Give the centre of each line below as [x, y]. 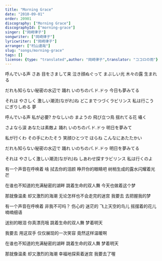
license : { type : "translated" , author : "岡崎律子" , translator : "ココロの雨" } [81, 60]
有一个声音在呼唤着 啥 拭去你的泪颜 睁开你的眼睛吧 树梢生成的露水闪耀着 [78, 169]
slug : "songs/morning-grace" [35, 50]
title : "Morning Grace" [29, 10]
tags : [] [14, 55]
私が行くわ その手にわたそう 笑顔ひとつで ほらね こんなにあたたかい [74, 138]
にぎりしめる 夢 [21, 107]
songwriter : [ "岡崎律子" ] [30, 37]
